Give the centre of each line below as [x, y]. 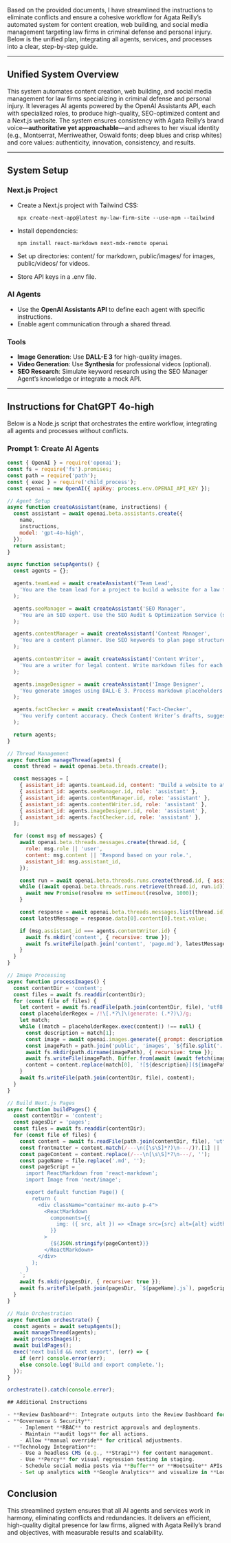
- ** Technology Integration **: [52, 1447]
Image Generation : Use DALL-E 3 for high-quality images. [99, 357]
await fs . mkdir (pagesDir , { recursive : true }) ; [90, 1282]
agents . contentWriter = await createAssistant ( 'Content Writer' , [109, 659]
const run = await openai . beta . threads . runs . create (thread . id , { [115, 881]
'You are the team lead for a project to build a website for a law [120, 590]
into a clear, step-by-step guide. [53, 46]
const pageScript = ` [50, 1167]
